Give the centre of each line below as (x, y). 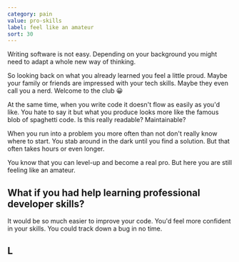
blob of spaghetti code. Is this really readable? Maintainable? (97, 120)
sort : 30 (20, 34)
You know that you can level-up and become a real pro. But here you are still (120, 163)
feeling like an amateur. (42, 170)
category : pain (30, 14)
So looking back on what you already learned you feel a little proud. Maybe (118, 76)
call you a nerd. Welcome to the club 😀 (65, 91)
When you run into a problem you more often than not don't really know (112, 133)
